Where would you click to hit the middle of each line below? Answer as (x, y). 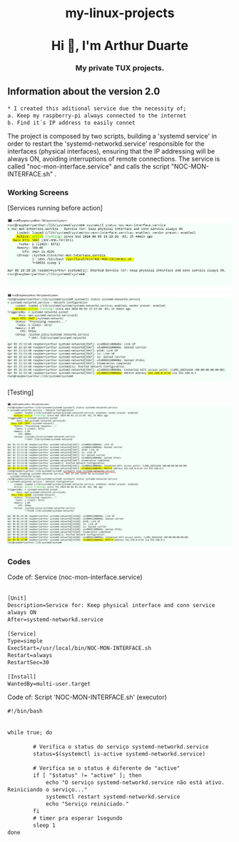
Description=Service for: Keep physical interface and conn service (111, 605)
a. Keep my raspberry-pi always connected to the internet (97, 116)
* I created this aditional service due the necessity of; (97, 109)
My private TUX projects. (120, 68)
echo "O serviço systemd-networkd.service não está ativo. (135, 782)
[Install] (22, 676)
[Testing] (21, 392)
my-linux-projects (120, 13)
